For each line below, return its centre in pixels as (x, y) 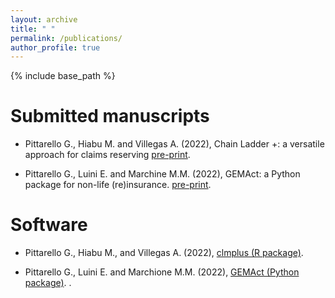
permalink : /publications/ (66, 38)
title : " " (33, 29)
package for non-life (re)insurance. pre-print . (118, 185)
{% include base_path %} (63, 76)
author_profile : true (55, 47)
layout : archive (44, 19)
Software (49, 225)
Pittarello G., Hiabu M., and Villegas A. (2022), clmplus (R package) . (164, 253)
